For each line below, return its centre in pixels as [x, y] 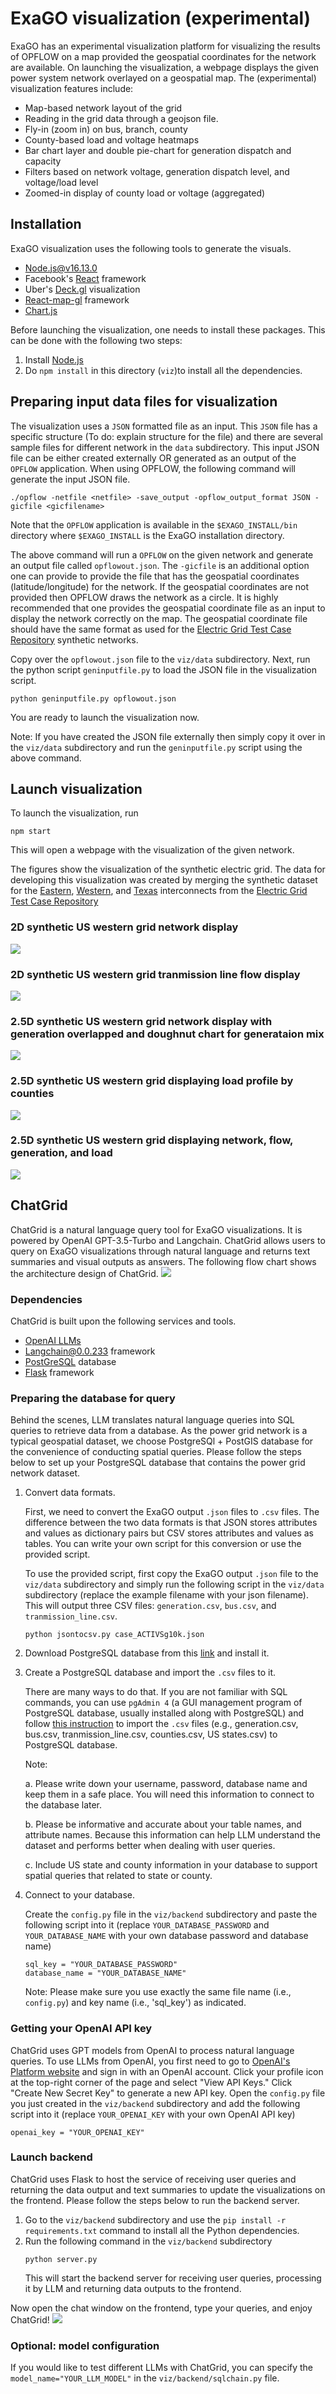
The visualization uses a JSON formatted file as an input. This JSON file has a [164, 426]
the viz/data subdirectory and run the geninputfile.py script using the [156, 747]
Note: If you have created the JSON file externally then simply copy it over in [168, 736]
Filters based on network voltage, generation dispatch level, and [157, 171]
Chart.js [41, 310]
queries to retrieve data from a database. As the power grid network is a [159, 1431]
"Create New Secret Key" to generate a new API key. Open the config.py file [168, 2093]
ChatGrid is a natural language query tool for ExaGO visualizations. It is [156, 1229]
